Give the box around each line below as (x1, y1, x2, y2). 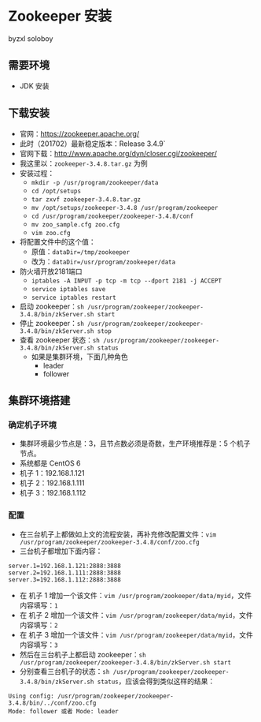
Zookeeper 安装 (8, 7, 112, 25)
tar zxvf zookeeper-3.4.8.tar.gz (31, 195, 142, 204)
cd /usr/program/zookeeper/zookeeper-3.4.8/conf (31, 212, 194, 220)
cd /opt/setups (31, 187, 81, 195)
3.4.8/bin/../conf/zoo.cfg (8, 699, 97, 707)
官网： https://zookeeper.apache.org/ (19, 129, 140, 138)
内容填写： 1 (19, 600, 58, 610)
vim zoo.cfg (31, 229, 71, 237)
